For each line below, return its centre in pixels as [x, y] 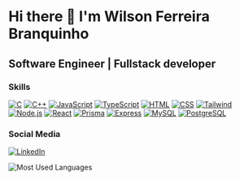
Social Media [35, 134]
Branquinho [49, 34]
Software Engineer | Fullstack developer [112, 64]
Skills [20, 87]
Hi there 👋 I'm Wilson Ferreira [109, 17]
